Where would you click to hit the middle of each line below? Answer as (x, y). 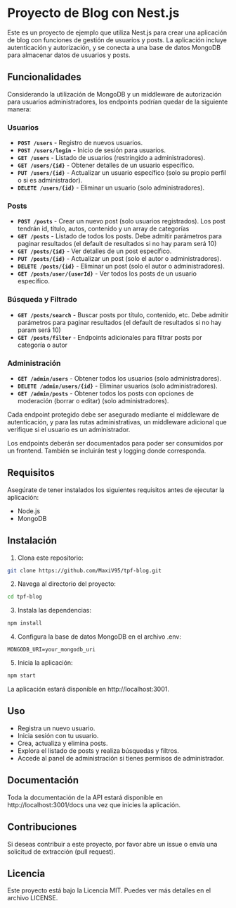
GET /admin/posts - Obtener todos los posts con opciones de (106, 393)
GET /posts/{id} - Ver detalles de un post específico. (94, 251)
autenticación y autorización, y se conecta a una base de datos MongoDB (114, 47)
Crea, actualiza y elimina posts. (63, 743)
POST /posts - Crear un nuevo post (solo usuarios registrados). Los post (122, 221)
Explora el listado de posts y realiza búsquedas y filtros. (98, 750)
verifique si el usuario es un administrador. (69, 429)
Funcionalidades (45, 77)
